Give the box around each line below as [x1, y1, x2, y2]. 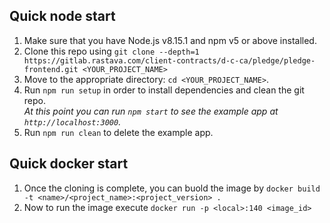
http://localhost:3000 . [23, 115, 122, 128]
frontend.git [23, 64, 79, 74]
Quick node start [9, 8, 116, 25]
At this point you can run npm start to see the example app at [23, 105, 279, 117]
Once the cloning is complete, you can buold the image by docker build [23, 182, 321, 194]
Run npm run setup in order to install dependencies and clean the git [23, 84, 305, 96]
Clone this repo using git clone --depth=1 [23, 45, 200, 57]
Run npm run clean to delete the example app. [23, 126, 214, 138]
